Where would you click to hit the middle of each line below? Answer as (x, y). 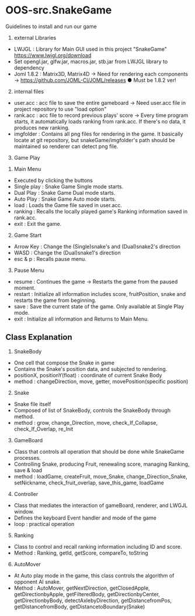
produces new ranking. (42, 128)
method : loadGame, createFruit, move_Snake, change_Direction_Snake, (100, 476)
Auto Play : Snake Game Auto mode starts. (65, 199)
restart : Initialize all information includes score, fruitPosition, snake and (100, 294)
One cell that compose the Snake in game (64, 363)
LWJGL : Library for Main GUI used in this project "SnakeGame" (90, 49)
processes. (27, 457)
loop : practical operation (44, 524)
